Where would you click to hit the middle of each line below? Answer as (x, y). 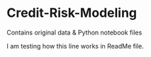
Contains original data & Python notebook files (74, 32)
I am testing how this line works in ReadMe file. (75, 46)
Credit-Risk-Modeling (72, 13)
